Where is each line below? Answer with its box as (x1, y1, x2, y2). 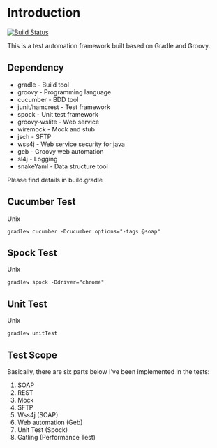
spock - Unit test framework (17, 110, 99, 118)
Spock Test (7, 247, 57, 259)
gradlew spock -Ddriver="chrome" (7, 279, 105, 286)
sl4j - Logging (17, 154, 58, 163)
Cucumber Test (7, 196, 76, 208)
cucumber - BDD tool (17, 95, 79, 103)
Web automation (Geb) (17, 418, 83, 426)
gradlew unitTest (7, 330, 58, 337)
